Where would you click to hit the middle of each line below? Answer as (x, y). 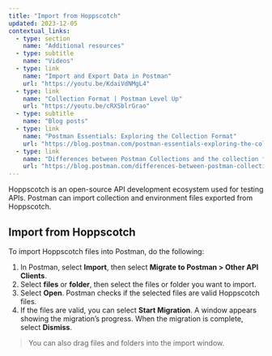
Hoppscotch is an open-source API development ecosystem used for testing (136, 189)
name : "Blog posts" (56, 121)
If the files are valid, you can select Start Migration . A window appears (138, 310)
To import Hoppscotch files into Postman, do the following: (106, 251)
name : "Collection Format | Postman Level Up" (103, 99)
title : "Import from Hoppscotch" (65, 16)
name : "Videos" (49, 61)
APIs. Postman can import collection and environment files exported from (131, 198)
